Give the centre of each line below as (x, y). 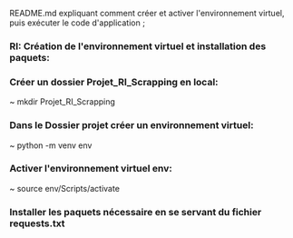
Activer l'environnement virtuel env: (91, 169)
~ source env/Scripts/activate (65, 188)
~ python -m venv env (51, 145)
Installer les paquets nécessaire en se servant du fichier (136, 212)
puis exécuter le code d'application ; (77, 23)
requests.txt (37, 223)
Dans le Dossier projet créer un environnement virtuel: (132, 125)
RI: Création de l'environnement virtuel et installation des (138, 46)
